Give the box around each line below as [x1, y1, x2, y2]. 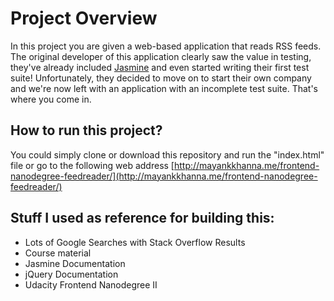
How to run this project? [10, 122, 163, 139]
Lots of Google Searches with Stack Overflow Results [24, 236, 246, 248]
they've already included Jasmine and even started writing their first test [10, 61, 310, 73]
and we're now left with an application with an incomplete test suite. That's [10, 82, 318, 94]
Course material [24, 247, 92, 259]
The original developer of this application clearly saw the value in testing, [10, 50, 312, 62]
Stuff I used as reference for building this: [10, 210, 275, 227]
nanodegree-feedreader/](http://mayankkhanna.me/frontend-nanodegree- [10, 170, 318, 182]
